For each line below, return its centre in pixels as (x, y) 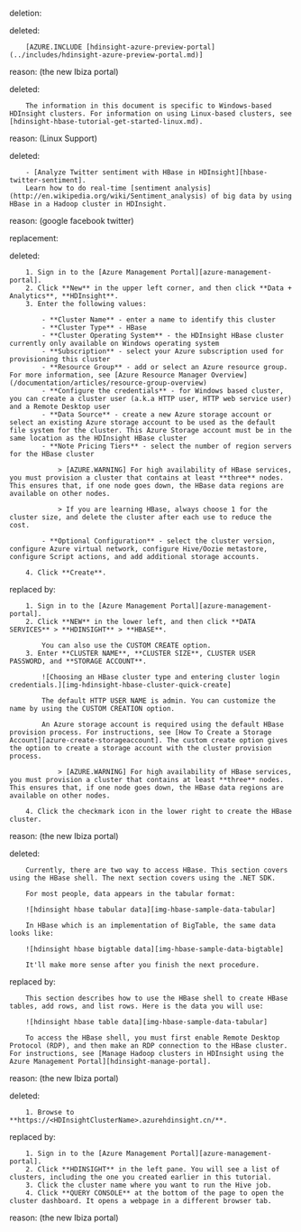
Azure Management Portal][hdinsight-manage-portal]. (110, 1061)
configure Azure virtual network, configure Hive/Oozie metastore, (139, 549)
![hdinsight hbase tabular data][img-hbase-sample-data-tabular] (151, 910)
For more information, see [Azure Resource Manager (108, 375)
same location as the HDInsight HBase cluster (98, 438)
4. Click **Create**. (66, 573)
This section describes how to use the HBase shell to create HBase (157, 998)
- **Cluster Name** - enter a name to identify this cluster (159, 320)
